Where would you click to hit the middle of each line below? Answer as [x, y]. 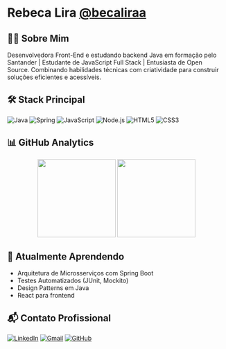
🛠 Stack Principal [46, 100]
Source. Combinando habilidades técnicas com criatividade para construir [113, 70]
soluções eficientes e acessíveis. [54, 77]
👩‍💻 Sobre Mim [38, 39]
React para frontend [46, 296]
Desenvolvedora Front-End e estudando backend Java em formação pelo [112, 55]
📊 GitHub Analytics [51, 143]
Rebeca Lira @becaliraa [77, 13]
